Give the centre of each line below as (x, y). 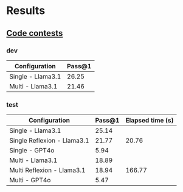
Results (26, 11)
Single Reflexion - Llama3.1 (49, 141)
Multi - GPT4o (30, 180)
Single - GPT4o (32, 151)
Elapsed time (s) (150, 121)
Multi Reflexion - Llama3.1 (48, 170)
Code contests (35, 33)
